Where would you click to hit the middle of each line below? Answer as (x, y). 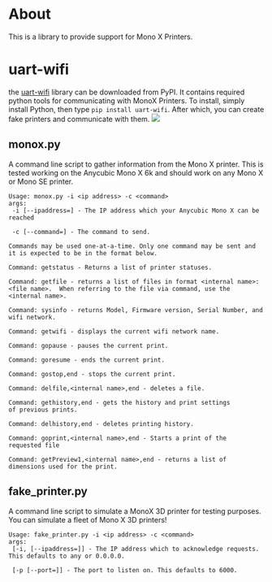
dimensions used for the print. (63, 467)
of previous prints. (43, 410)
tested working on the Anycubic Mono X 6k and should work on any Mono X (136, 172)
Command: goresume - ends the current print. (86, 360)
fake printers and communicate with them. (79, 119)
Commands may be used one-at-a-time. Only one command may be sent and (132, 246)
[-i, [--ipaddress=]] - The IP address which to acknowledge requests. (136, 549)
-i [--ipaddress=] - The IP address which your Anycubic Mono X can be (136, 211)
